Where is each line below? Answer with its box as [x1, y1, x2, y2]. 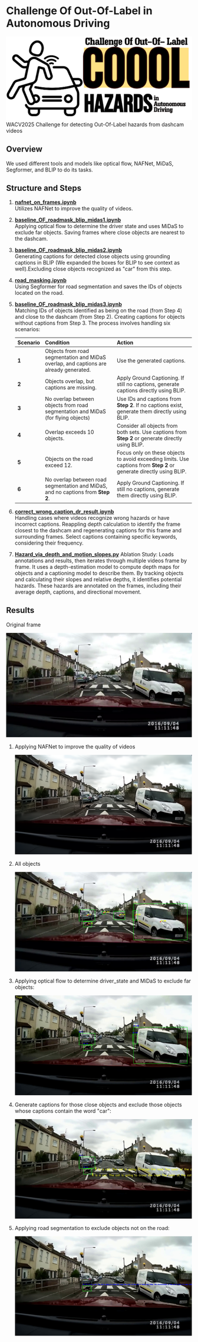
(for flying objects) [45, 414, 90, 421]
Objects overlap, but [45, 377, 94, 384]
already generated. [45, 367, 91, 374]
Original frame [6, 621, 41, 628]
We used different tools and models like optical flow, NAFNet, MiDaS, [6, 160, 174, 167]
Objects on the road [45, 456, 93, 463]
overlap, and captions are [45, 360, 107, 367]
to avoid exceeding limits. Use [117, 456, 190, 463]
